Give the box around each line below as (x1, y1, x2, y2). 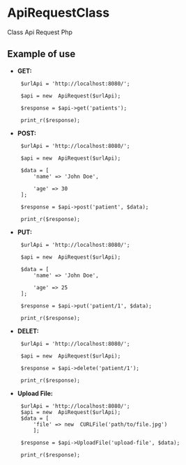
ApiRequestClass (7, 5, 110, 21)
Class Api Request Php (7, 28, 73, 36)
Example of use (7, 48, 76, 60)
